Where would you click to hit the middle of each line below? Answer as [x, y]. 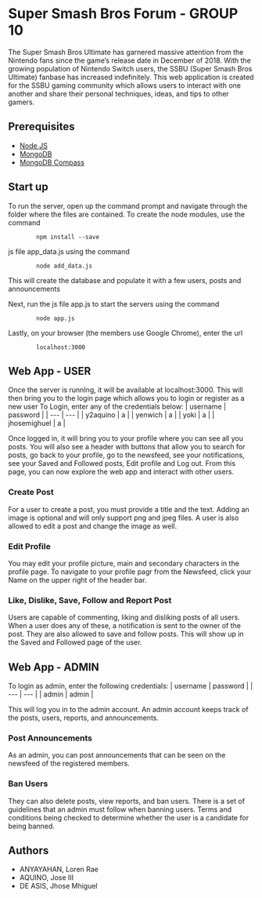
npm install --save [68, 237]
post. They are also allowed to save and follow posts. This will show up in [126, 634]
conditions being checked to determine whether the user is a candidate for [128, 817]
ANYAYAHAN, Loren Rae [59, 869]
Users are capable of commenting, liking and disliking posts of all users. [124, 617]
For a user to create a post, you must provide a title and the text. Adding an [129, 509]
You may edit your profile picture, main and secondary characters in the [124, 563]
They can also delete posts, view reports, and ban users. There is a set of [126, 801]
